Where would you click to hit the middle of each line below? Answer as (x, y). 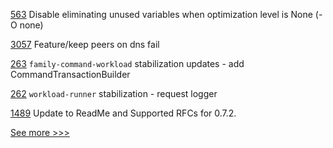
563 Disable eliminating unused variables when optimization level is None (161, 14)
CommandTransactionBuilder (70, 74)
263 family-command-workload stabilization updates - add (127, 63)
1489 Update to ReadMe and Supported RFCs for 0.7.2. (123, 113)
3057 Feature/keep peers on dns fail (85, 44)
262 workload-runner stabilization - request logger (114, 93)
